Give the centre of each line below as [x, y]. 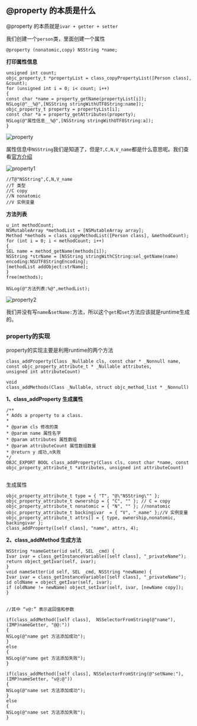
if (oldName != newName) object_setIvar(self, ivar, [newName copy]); [95, 588]
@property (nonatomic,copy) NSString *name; [62, 50]
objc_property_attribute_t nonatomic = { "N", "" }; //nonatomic [88, 507]
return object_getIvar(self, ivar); [51, 562]
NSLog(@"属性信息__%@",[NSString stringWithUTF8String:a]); [80, 120]
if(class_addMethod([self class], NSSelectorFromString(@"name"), [91, 620]
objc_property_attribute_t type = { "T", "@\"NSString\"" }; [83, 496]
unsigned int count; [32, 73]
